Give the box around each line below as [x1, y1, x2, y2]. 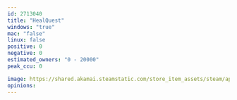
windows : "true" [7, 23, 55, 30]
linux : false [7, 37, 46, 44]
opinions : [7, 82, 37, 89]
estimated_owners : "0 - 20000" [7, 56, 99, 63]
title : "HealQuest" [7, 17, 65, 24]
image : [7, 75, 27, 82]
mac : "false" [7, 30, 46, 37]
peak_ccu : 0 [7, 63, 42, 70]
